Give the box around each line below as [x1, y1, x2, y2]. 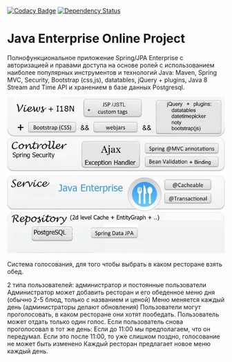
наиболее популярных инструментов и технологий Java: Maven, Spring [7, 68, 217, 76]
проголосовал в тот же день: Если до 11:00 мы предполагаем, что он [7, 325, 211, 333]
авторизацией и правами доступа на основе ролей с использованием [7, 61, 215, 69]
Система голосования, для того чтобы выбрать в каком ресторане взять [7, 260, 222, 268]
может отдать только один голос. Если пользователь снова [7, 317, 184, 325]
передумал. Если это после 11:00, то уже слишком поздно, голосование [7, 332, 220, 341]
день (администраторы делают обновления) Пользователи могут [7, 302, 202, 311]
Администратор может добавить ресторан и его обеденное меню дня [7, 288, 215, 296]
